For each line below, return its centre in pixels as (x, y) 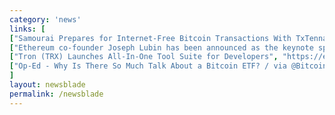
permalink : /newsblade (56, 94)
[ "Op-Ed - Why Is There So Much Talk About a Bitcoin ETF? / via (148, 66)
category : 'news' (45, 19)
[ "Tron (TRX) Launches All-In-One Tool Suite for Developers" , (144, 57)
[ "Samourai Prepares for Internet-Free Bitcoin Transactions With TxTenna (168, 38)
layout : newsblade (47, 85)
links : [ (27, 29)
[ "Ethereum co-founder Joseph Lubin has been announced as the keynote (161, 47)
